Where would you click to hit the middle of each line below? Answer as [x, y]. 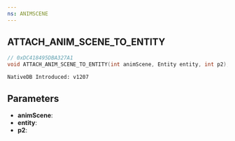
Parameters [33, 98]
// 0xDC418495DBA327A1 [40, 58]
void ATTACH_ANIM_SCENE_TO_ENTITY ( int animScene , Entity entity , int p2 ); [119, 65]
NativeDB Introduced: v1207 [48, 77]
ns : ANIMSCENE [28, 14]
